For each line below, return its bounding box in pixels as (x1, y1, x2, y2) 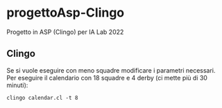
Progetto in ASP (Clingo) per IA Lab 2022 (6, 28, 124, 36)
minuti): (6, 81, 28, 89)
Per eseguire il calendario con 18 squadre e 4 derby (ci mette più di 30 (6, 73, 207, 82)
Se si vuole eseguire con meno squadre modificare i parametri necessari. (6, 66, 216, 74)
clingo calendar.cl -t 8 (6, 94, 78, 101)
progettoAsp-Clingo (6, 5, 125, 21)
